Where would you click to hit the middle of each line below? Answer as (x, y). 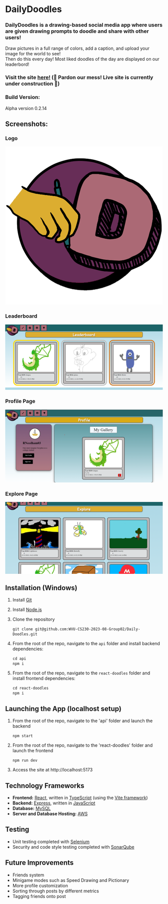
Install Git (22, 600)
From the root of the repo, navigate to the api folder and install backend (86, 644)
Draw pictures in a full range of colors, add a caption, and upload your (77, 48)
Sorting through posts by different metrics (55, 891)
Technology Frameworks (45, 786)
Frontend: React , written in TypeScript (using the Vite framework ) (80, 798)
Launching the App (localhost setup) (63, 709)
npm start (23, 736)
